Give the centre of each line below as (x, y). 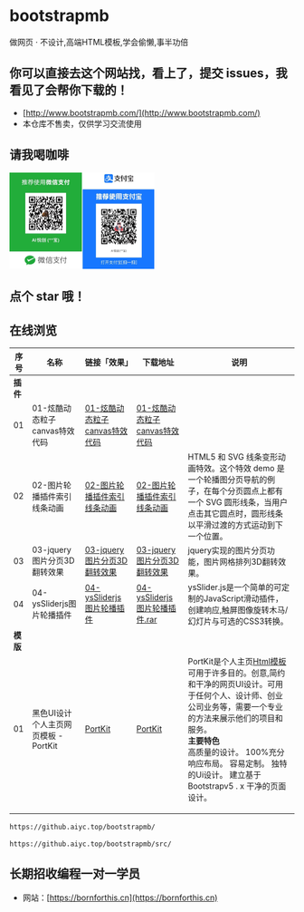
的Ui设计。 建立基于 (225, 774)
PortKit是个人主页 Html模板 (237, 661)
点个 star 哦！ (47, 297)
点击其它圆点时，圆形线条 (235, 513)
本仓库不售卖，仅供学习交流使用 (82, 123)
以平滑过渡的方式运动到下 (235, 524)
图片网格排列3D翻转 (241, 561)
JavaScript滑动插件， (243, 598)
